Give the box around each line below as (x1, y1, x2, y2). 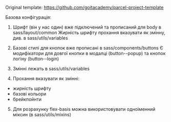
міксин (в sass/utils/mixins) (12, 112, 72, 117)
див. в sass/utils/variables (12, 35, 68, 41)
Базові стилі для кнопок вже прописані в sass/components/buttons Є (12, 45, 163, 51)
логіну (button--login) (12, 56, 59, 62)
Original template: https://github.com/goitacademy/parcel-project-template (5, 5, 164, 10)
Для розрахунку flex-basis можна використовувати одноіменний (12, 106, 156, 112)
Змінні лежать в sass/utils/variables (12, 66, 90, 71)
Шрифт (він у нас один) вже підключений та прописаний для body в (12, 24, 162, 30)
